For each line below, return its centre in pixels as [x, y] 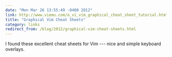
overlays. [15, 49]
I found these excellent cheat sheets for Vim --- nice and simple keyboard [83, 44]
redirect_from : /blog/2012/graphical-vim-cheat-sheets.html [71, 29]
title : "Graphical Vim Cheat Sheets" [46, 20]
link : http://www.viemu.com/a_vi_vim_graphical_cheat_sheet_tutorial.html [87, 15]
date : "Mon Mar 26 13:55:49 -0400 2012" [49, 10]
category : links [23, 24]
